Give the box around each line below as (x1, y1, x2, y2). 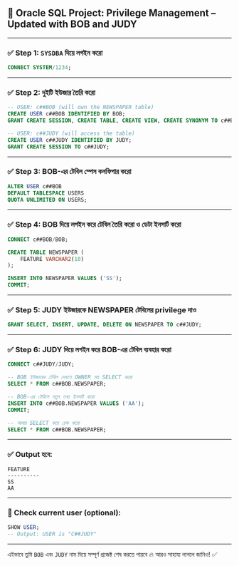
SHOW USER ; (7, 524, 40, 531)
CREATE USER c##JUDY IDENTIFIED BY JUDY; (7, 136, 132, 143)
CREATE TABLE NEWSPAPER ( (7, 249, 84, 256)
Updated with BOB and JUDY (7, 19, 137, 31)
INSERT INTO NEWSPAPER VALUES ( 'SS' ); (7, 275, 122, 282)
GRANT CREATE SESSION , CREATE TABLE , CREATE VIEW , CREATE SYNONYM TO (7, 117, 218, 125)
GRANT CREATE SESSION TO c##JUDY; (7, 143, 110, 150)
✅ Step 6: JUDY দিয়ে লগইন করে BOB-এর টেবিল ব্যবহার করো (7, 345, 172, 355)
